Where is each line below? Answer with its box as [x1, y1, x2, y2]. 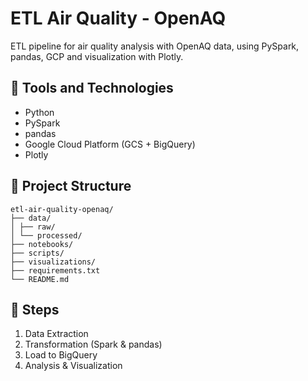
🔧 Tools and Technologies [10, 80, 174, 97]
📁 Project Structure [10, 178, 132, 195]
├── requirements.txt [10, 265, 101, 276]
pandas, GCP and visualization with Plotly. [10, 50, 184, 62]
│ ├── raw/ [10, 222, 56, 232]
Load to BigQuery [24, 349, 98, 361]
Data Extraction [24, 328, 89, 340]
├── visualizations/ [10, 257, 97, 267]
